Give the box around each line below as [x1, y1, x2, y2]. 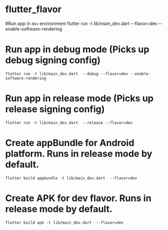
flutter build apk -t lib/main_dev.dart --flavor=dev [5, 220, 124, 225]
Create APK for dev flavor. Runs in [5, 192, 152, 204]
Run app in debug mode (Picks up [5, 44, 150, 55]
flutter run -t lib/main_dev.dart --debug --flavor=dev [5, 71, 128, 76]
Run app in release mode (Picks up [5, 93, 154, 104]
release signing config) [5, 103, 105, 115]
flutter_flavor [5, 4, 62, 15]
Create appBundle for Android [5, 137, 135, 149]
